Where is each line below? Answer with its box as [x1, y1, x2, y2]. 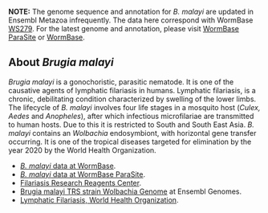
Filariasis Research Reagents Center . [19, 178, 142, 187]
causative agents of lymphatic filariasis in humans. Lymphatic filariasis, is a [8, 85, 256, 95]
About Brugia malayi [8, 55, 114, 69]
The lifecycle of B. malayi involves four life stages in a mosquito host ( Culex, [8, 102, 261, 112]
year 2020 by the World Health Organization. [8, 145, 156, 155]
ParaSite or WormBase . [8, 32, 86, 42]
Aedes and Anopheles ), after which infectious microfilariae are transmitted [8, 111, 254, 121]
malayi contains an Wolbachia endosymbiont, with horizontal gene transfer [8, 128, 257, 137]
